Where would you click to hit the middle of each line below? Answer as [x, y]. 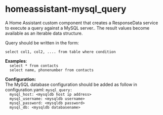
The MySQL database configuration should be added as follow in [71, 84]
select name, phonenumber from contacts [52, 70]
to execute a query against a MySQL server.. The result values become [77, 28]
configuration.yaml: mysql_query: [39, 89]
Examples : [16, 61]
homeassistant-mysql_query [66, 9]
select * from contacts [34, 66]
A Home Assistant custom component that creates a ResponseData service [82, 23]
